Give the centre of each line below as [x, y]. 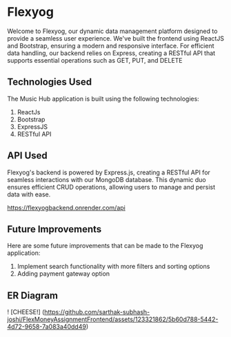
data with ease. [29, 194]
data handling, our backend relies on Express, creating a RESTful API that [111, 53]
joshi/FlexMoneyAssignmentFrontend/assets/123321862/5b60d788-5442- [113, 319]
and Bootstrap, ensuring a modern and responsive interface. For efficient [111, 45]
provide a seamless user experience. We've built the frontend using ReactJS [116, 38]
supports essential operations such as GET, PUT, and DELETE [95, 60]
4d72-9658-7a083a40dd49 [47, 327]
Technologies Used [49, 82]
